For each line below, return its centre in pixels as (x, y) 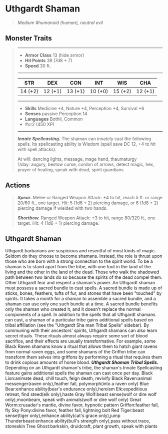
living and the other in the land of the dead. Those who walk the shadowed (82, 272)
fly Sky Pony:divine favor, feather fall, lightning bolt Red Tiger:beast (74, 410)
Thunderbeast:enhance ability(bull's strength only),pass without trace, (78, 421)
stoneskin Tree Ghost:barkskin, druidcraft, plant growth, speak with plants (81, 426)
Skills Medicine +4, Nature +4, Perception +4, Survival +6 (84, 108)
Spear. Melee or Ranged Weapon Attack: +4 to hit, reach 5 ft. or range (90, 197)
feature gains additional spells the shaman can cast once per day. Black (79, 373)
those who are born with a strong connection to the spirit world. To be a (79, 261)
